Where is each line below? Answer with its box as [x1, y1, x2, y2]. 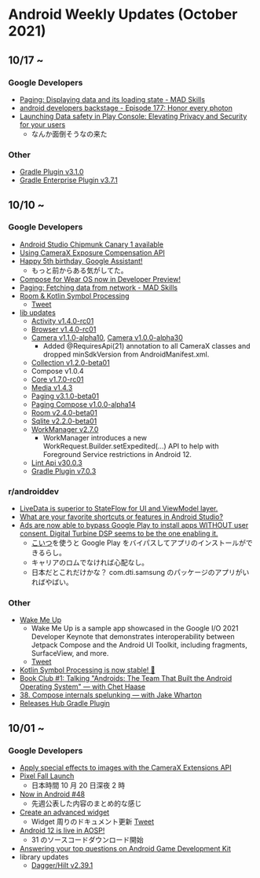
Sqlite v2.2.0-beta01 [31, 416, 97, 426]
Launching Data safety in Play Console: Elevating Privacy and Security [19, 112, 247, 121]
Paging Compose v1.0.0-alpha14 [31, 399, 136, 409]
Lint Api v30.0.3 [31, 458, 82, 467]
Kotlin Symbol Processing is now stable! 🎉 [19, 665, 156, 675]
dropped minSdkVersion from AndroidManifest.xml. [42, 349, 210, 359]
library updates [19, 852, 69, 862]
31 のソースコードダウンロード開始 [31, 835, 144, 845]
